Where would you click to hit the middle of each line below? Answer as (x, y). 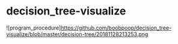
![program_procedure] (34, 28)
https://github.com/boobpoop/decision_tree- (116, 28)
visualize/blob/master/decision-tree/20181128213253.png (77, 34)
